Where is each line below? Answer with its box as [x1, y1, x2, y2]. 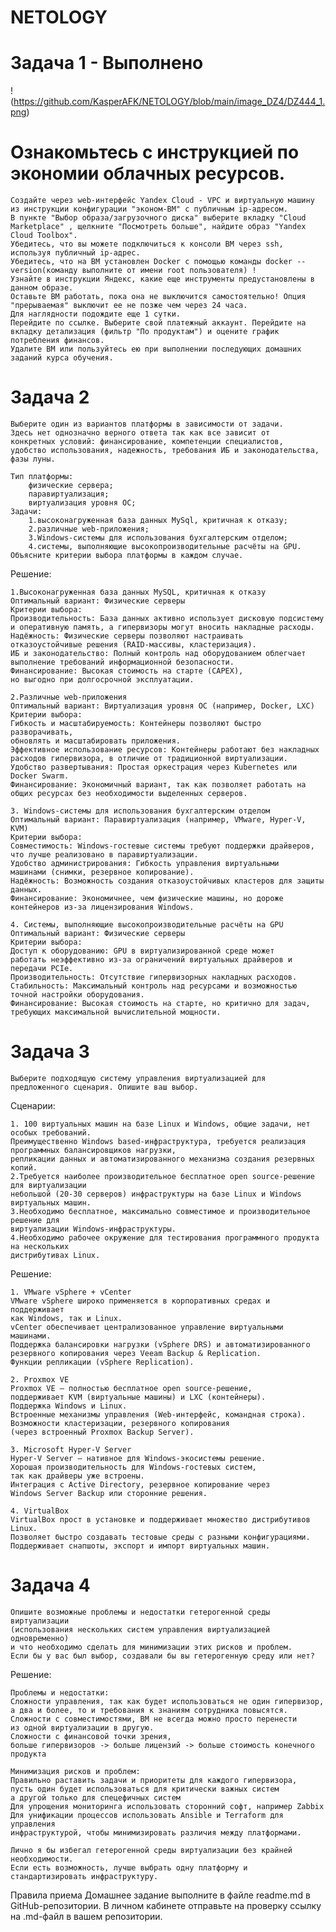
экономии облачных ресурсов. [10, 162, 286, 185]
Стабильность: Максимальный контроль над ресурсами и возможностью [10, 981, 298, 991]
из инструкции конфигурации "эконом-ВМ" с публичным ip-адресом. [10, 204, 288, 215]
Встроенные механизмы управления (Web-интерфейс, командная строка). [10, 1409, 307, 1420]
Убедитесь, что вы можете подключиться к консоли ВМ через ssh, [10, 239, 284, 250]
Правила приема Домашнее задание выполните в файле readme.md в [10, 1889, 311, 1901]
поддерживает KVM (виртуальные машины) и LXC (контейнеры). [10, 1392, 267, 1402]
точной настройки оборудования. [10, 990, 145, 1000]
